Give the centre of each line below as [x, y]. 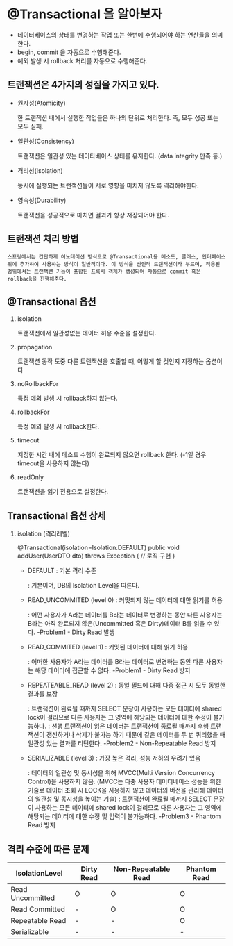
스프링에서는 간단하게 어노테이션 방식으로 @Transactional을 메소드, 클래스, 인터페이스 [116, 257]
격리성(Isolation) [40, 170]
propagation [35, 347]
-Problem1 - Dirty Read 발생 [76, 632]
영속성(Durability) [42, 200]
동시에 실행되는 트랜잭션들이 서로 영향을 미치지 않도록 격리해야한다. [108, 185]
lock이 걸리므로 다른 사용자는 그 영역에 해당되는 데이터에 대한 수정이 [120, 717]
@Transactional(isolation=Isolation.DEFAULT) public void [98, 548]
